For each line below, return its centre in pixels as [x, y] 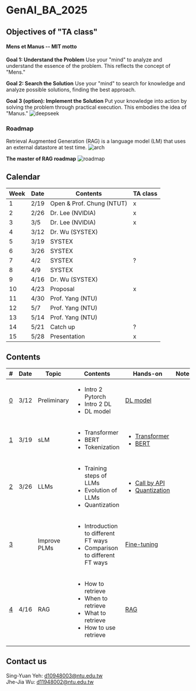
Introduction [101, 526]
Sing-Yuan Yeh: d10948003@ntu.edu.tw [55, 675]
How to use [100, 627]
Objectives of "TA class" [52, 32]
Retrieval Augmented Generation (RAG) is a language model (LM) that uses [96, 141]
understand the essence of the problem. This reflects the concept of [88, 65]
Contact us [27, 661]
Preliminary [53, 400]
